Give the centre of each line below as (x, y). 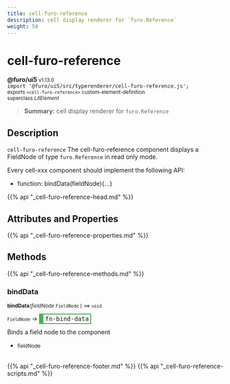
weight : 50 (23, 26)
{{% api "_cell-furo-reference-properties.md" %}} (78, 235)
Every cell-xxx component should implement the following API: (96, 171)
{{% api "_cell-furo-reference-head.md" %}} (71, 197)
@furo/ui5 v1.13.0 (31, 79)
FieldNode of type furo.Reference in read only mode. (83, 157)
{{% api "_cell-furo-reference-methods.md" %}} (76, 273)
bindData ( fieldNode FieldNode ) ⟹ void (54, 306)
